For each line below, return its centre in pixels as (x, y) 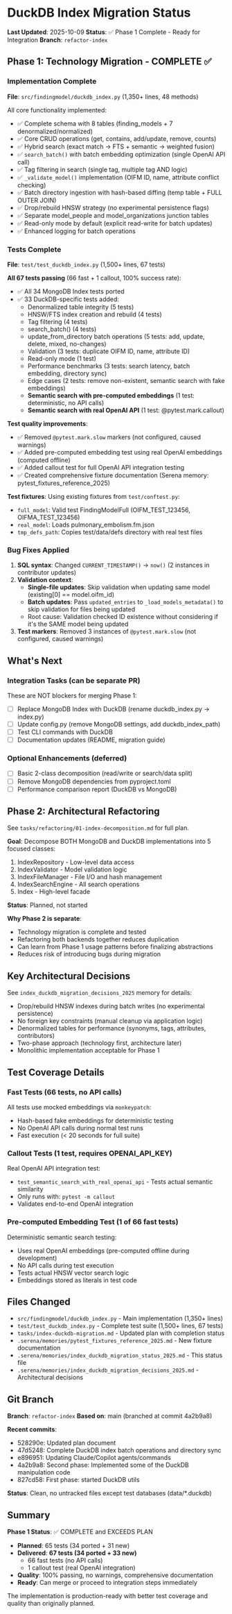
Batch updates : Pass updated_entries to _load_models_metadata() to (125, 602)
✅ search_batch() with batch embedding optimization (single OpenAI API (121, 154)
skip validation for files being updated (81, 609)
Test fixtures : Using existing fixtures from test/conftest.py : (93, 496)
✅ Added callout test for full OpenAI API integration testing (101, 467)
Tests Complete (34, 249)
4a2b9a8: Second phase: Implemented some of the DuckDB (103, 1465)
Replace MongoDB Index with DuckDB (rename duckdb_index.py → (113, 708)
